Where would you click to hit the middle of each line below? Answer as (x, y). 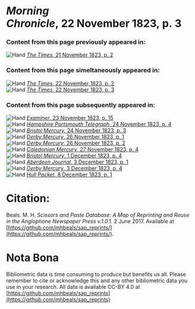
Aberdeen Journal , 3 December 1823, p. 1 (78, 162)
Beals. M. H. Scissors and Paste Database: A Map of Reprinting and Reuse (98, 215)
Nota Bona (33, 258)
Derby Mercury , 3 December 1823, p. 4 (75, 168)
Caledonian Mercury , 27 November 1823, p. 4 (82, 149)
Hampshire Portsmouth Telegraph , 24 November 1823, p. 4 (99, 124)
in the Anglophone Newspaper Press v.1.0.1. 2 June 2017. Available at (90, 221)
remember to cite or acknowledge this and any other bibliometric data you (97, 281)
